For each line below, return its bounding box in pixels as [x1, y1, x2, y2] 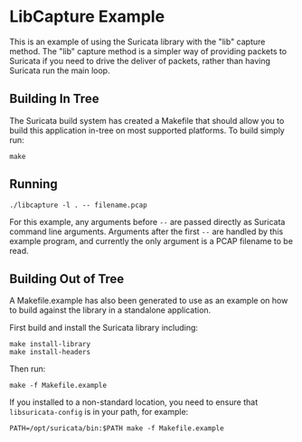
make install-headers [9, 348, 91, 357]
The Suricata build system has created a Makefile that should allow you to [9, 115, 285, 126]
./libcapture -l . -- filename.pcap [9, 201, 147, 210]
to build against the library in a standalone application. [9, 305, 212, 315]
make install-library [9, 340, 91, 349]
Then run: [9, 363, 46, 374]
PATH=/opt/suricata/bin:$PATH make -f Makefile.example [9, 424, 224, 433]
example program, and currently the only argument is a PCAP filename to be [9, 235, 294, 246]
